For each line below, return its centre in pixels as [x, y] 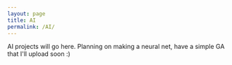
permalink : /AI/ [31, 27]
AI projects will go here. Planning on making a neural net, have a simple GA [116, 47]
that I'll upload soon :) [39, 54]
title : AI [22, 20]
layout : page [26, 14]
